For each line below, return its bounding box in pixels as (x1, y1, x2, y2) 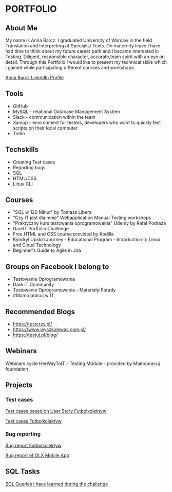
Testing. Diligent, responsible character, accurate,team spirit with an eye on (5, 53, 165, 60)
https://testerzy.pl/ (12, 321, 52, 327)
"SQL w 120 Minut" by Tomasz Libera (12, 209, 92, 215)
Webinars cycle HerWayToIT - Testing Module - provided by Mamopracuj (5, 360, 160, 367)
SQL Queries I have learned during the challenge (5, 481, 108, 487)
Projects (5, 381, 33, 390)
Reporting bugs (12, 164, 46, 170)
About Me (5, 24, 37, 32)
